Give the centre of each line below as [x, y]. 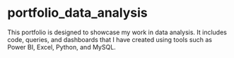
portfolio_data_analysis [78, 13]
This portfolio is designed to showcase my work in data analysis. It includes [117, 32]
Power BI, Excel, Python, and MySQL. [62, 47]
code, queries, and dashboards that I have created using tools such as [110, 39]
